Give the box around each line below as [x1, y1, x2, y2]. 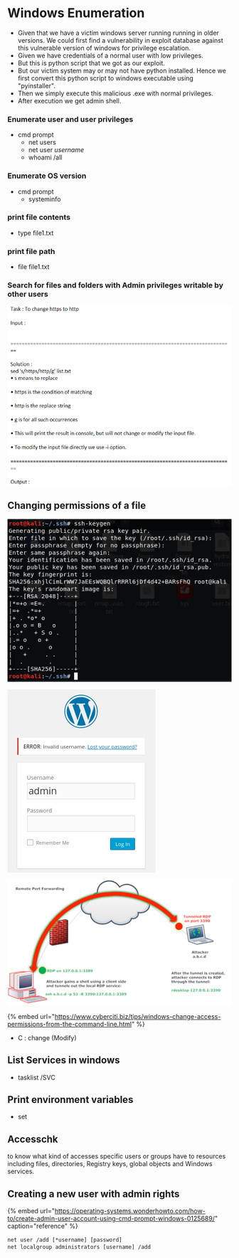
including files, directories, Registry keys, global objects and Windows [7, 1160, 213, 1168]
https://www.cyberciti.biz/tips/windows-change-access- [54, 1012, 221, 1020]
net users [28, 138, 57, 147]
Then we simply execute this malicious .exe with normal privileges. [17, 89, 213, 97]
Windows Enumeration [7, 5, 145, 21]
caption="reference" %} [7, 1222, 78, 1230]
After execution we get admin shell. [17, 96, 122, 105]
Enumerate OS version [7, 171, 87, 181]
